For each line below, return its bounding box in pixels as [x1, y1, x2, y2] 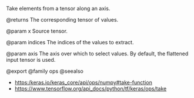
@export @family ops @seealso [6, 68, 83, 75]
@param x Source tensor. [6, 27, 68, 34]
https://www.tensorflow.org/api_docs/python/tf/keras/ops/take [14, 85, 167, 92]
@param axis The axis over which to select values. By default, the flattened [6, 50, 189, 57]
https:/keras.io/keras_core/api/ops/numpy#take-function [14, 79, 153, 86]
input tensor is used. [6, 57, 56, 63]
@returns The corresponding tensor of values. [6, 16, 119, 23]
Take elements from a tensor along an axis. [6, 5, 111, 12]
